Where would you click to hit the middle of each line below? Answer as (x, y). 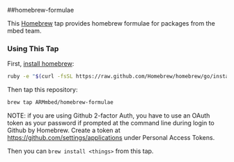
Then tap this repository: (42, 90)
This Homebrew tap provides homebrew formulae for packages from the (111, 23)
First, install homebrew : (41, 64)
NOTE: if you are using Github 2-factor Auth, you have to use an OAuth (109, 116)
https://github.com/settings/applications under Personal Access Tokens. (111, 138)
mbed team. (24, 31)
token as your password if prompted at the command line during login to (111, 123)
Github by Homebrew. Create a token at (64, 130)
